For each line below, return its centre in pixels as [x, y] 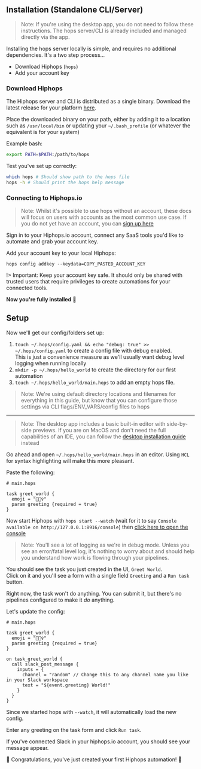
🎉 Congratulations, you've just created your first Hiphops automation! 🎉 [94, 759]
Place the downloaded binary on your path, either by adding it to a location [98, 120]
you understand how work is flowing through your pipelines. [95, 557]
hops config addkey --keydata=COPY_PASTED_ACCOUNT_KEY [76, 264]
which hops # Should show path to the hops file [68, 177]
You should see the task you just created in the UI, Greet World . [84, 569]
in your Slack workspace [37, 680]
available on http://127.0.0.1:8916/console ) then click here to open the [97, 527]
